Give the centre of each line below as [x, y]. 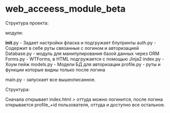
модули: [14, 33]
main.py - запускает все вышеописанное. [51, 79]
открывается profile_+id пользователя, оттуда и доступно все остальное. [85, 104]
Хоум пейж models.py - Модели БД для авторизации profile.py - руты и [83, 64]
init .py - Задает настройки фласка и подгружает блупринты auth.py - [81, 43]
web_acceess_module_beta [66, 9]
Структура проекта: [27, 23]
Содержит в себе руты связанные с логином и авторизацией [72, 48]
